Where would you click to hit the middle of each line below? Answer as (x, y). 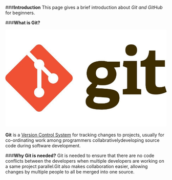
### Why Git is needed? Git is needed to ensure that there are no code (80, 156)
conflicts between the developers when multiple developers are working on (85, 161)
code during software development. (43, 145)
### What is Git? (23, 23)
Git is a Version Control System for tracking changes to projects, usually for (85, 135)
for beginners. (20, 13)
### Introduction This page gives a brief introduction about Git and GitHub (84, 7)
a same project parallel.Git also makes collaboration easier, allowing (77, 166)
